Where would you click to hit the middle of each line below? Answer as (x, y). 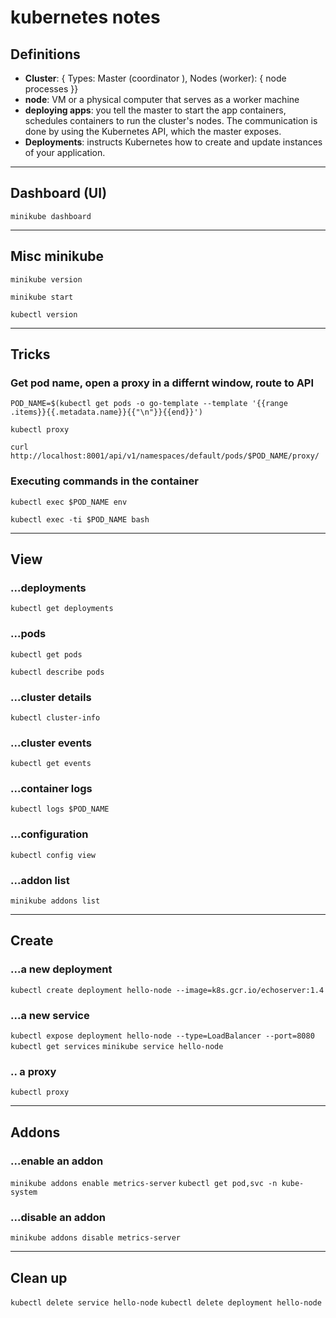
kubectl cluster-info (55, 717)
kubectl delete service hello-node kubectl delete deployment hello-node (166, 1303)
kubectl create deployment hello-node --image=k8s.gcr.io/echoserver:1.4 (167, 990)
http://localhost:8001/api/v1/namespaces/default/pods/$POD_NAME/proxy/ (165, 456)
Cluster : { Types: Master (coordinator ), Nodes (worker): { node (155, 78)
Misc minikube (57, 256)
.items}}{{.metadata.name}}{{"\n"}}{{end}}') (106, 412)
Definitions (45, 54)
